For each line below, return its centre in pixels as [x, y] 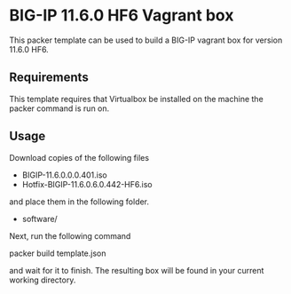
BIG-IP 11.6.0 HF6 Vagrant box [122, 16]
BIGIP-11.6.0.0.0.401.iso [65, 175]
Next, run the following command [70, 235]
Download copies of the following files [79, 157]
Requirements [49, 78]
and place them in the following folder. [79, 202]
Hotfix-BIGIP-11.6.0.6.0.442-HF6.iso [87, 184]
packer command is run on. [59, 108]
